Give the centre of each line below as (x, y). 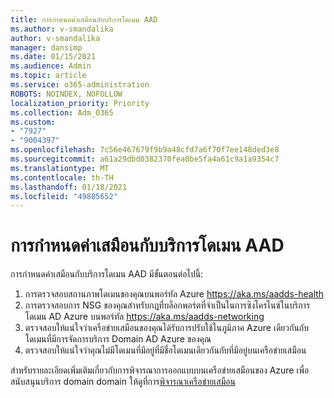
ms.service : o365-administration (80, 85)
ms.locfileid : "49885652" (64, 196)
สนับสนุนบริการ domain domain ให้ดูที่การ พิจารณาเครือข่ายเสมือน (123, 382)
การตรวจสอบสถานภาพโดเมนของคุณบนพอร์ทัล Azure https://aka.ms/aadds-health (174, 294)
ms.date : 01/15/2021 (53, 57)
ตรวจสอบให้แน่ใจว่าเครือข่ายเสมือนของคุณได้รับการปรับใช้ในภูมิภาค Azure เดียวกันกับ (167, 328)
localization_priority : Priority (80, 103)
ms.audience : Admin (51, 66)
